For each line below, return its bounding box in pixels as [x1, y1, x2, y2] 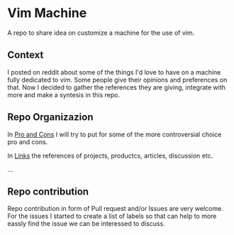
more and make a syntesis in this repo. [7, 90, 121, 99]
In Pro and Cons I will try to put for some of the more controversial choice [7, 130, 222, 138]
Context [7, 49, 44, 61]
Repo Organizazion [7, 111, 94, 124]
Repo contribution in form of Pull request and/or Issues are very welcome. [7, 204, 223, 213]
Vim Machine [7, 5, 87, 21]
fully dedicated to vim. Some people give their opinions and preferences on [7, 75, 228, 84]
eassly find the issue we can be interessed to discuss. [7, 219, 165, 228]
